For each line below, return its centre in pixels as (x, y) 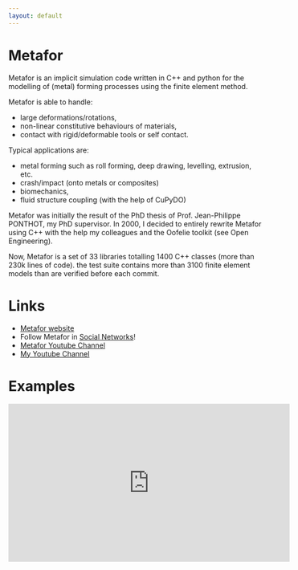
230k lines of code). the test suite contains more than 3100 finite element (129, 265)
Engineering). (31, 241)
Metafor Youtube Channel (63, 345)
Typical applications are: (49, 150)
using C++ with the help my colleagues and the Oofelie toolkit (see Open (129, 232)
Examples (42, 386)
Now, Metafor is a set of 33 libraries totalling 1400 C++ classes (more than (131, 256)
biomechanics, (44, 191)
